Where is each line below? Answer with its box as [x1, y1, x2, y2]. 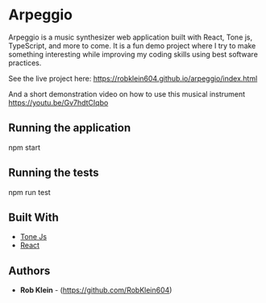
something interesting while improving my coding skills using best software [8, 49, 258, 59]
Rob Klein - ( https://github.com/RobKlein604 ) [19, 285, 172, 295]
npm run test [8, 187, 51, 197]
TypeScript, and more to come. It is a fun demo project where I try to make [8, 40, 256, 50]
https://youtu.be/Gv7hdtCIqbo [8, 98, 109, 107]
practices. [8, 58, 42, 68]
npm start [8, 143, 41, 152]
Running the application [8, 121, 131, 135]
